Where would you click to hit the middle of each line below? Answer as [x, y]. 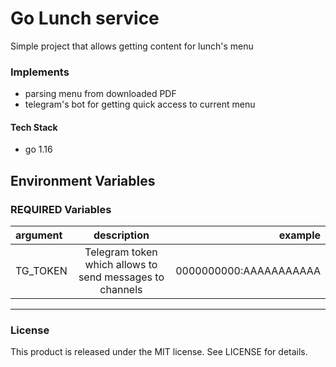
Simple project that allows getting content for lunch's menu [132, 46]
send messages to [121, 277]
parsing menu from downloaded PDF [100, 94]
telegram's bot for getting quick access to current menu [140, 104]
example [299, 235]
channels [121, 290]
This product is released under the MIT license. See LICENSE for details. [159, 352]
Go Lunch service [85, 18]
